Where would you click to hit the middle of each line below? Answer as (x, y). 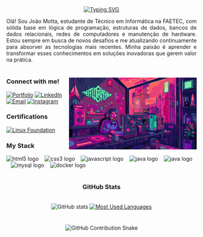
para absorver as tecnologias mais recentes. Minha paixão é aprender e (101, 47)
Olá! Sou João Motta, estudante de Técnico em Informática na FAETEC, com (101, 21)
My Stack (21, 146)
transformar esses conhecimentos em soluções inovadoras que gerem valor (101, 53)
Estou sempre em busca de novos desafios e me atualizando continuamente (101, 41)
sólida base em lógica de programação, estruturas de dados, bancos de (101, 28)
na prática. (20, 60)
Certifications (27, 117)
